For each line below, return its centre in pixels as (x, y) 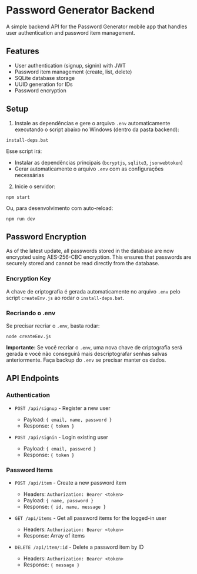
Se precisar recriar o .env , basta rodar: (53, 326)
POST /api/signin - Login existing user (61, 437)
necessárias (29, 175)
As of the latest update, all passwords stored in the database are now (90, 251)
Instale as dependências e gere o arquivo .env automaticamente (92, 123)
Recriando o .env (31, 313)
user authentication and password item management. (71, 32)
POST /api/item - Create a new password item (70, 482)
